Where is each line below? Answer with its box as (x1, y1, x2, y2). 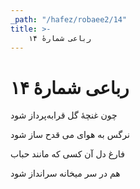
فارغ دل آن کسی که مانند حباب (10, 148, 125, 160)
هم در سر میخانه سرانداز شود (10, 167, 121, 180)
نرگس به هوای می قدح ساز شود (10, 129, 130, 141)
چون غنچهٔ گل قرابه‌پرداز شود (10, 109, 118, 121)
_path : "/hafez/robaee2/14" (10, 14, 128, 25)
